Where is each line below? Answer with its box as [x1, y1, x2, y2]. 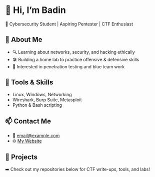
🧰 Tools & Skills [5, 78, 53, 87]
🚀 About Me [5, 35, 42, 44]
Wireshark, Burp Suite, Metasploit [12, 97, 82, 103]
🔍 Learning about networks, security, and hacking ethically [12, 49, 135, 55]
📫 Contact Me [5, 117, 51, 125]
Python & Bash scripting [12, 102, 62, 108]
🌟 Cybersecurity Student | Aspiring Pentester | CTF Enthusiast [5, 21, 133, 27]
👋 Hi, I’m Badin [5, 4, 66, 16]
